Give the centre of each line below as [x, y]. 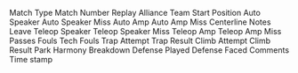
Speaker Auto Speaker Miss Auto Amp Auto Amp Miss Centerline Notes [140, 22]
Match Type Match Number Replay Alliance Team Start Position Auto [135, 13]
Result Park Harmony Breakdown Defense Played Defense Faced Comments [149, 50]
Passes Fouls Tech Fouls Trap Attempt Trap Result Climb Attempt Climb [140, 40]
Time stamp [31, 59]
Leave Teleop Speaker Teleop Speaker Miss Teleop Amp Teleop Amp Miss [145, 31]
